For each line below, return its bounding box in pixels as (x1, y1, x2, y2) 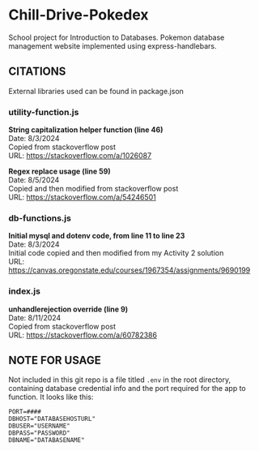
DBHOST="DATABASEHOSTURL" (8, 415, 96, 423)
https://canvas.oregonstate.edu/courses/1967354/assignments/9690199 (8, 265, 251, 275)
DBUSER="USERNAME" (8, 422, 70, 431)
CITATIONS (8, 65, 66, 79)
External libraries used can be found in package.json (8, 86, 185, 96)
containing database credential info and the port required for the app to (8, 384, 246, 393)
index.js (8, 286, 40, 297)
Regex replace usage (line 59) (8, 166, 111, 176)
